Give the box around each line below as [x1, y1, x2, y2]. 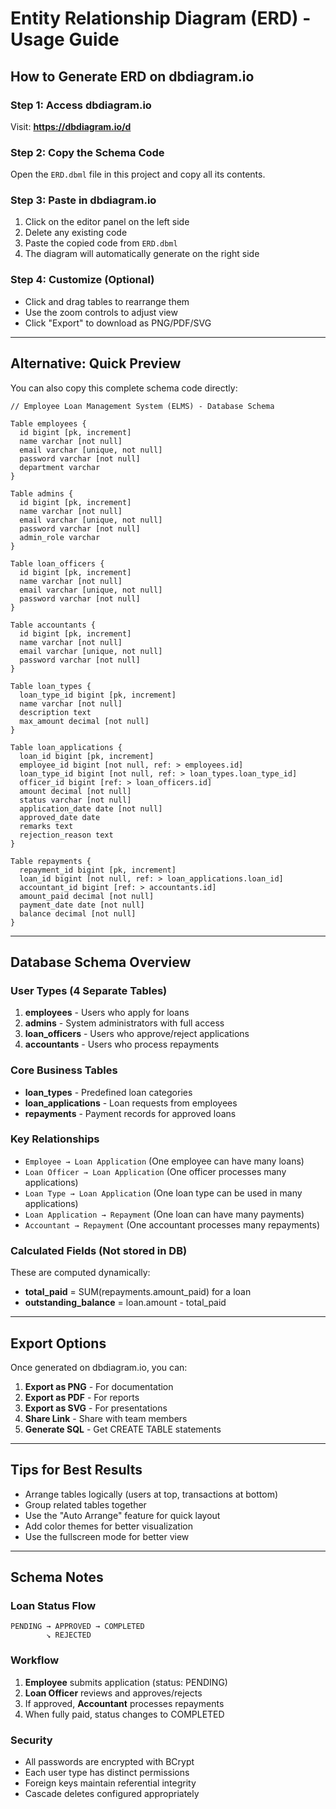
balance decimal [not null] [19, 908, 137, 919]
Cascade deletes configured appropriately [24, 1788, 200, 1800]
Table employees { [10, 418, 87, 429]
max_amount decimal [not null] [19, 716, 150, 726]
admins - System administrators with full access [24, 1017, 225, 1029]
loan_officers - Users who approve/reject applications [24, 1028, 250, 1040]
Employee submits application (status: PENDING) [24, 1676, 228, 1688]
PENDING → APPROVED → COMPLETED [10, 1622, 145, 1632]
